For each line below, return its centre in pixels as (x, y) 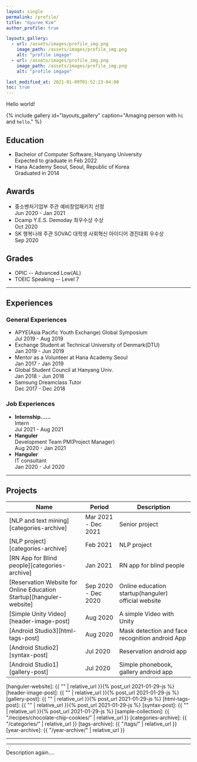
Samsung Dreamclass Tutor (48, 382)
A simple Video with (147, 614)
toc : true (18, 88)
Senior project (139, 525)
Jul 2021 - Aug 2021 (39, 429)
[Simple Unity (28, 614)
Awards (21, 192)
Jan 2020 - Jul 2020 (40, 466)
